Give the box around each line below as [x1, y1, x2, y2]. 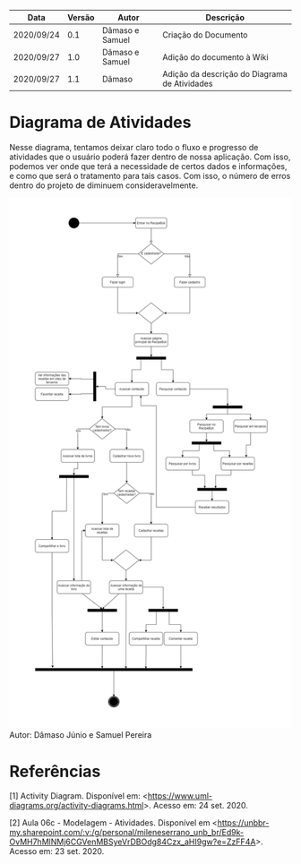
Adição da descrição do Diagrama [162, 69, 288, 80]
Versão [66, 12, 95, 22]
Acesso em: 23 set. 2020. [9, 846, 105, 857]
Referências [9, 761, 101, 782]
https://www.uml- [147, 791, 213, 801]
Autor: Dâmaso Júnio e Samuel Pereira [9, 730, 152, 740]
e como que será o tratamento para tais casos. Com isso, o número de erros [9, 170, 291, 181]
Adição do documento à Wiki [162, 51, 269, 63]
